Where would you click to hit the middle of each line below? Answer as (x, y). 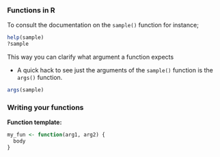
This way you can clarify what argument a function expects (91, 57)
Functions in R (31, 10)
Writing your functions (45, 107)
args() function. (40, 78)
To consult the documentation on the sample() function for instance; (103, 25)
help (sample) (26, 38)
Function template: (35, 122)
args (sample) (26, 90)
